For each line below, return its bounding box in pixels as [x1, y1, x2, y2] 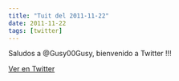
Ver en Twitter [8, 64, 55, 74]
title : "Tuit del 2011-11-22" [8, 11, 110, 20]
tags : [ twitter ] [8, 26, 63, 34]
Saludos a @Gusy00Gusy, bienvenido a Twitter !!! [8, 49, 172, 59]
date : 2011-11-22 [8, 19, 67, 27]
